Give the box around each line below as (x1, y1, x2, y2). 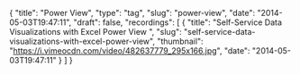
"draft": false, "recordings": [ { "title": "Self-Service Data (73, 17, 282, 28)
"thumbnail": (157, 36, 205, 46)
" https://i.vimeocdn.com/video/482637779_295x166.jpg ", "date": (9, 45, 250, 56)
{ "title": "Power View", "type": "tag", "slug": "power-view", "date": (9, 8, 255, 18)
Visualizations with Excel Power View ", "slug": (9, 27, 182, 37)
